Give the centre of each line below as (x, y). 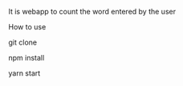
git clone (23, 42)
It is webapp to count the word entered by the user (92, 12)
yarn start (24, 73)
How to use (27, 27)
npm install (26, 58)
